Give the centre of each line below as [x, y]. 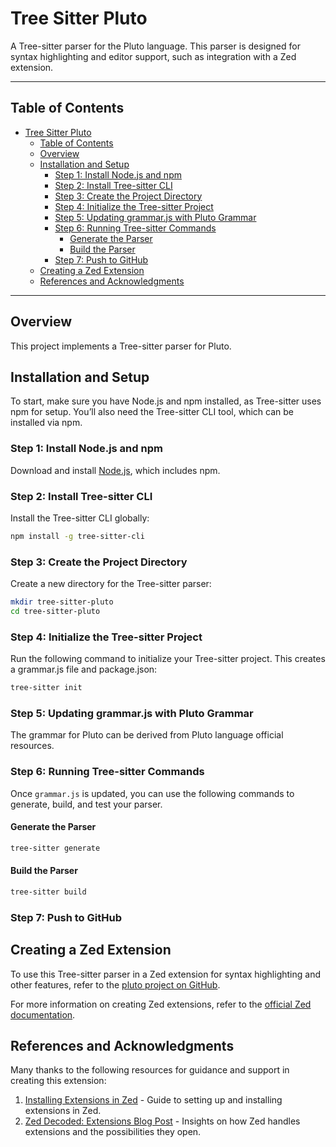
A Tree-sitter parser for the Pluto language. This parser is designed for [155, 46]
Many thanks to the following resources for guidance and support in [150, 1070]
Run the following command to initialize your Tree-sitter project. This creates [168, 659]
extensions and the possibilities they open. [113, 1132]
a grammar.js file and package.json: [84, 669]
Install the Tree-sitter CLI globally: [80, 518]
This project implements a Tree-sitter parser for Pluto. [121, 346]
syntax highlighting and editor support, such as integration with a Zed [153, 56]
